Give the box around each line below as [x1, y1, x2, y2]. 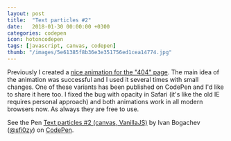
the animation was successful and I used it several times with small [7, 75, 199, 83]
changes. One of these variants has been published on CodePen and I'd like [7, 83, 224, 91]
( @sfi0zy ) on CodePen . [7, 126, 74, 134]
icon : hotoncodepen [7, 36, 64, 43]
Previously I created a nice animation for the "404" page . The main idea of [7, 67, 220, 76]
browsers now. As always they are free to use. [7, 105, 139, 113]
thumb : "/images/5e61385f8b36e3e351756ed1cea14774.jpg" [7, 49, 172, 56]
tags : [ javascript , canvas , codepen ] [7, 42, 117, 49]
